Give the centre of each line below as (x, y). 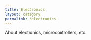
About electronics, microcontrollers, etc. (46, 33)
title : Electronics (25, 10)
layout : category (23, 14)
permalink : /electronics (30, 19)
